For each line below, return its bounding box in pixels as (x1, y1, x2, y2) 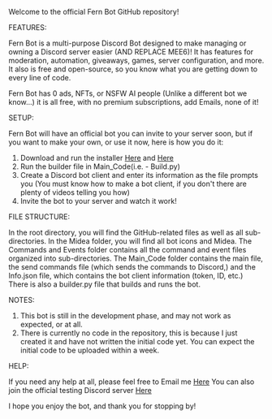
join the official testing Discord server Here (8, 386, 152, 395)
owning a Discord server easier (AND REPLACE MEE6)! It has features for (8, 47, 254, 56)
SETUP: (8, 113, 34, 123)
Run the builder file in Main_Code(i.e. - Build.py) (19, 162, 180, 171)
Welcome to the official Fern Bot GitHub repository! (8, 7, 179, 16)
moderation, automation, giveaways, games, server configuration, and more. (8, 56, 265, 65)
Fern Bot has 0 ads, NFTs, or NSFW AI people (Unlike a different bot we (8, 89, 248, 98)
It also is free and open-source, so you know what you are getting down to (8, 64, 258, 74)
